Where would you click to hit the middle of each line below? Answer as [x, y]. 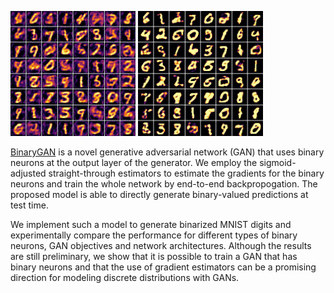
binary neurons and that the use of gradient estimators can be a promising [163, 267]
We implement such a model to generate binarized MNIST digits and [151, 224]
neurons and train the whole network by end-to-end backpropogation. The [164, 184]
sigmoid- [278, 162]
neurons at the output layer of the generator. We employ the [134, 162]
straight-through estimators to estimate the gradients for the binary [186, 173]
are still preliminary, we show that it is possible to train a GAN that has [154, 256]
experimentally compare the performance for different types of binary [154, 235]
